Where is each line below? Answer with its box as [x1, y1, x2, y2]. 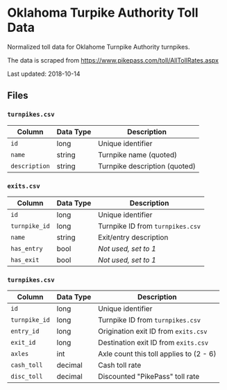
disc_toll [10, 373, 43, 380]
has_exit [10, 256, 40, 263]
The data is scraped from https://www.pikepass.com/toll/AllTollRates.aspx [7, 56, 219, 64]
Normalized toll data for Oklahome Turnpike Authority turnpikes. [7, 42, 190, 51]
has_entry [10, 245, 43, 252]
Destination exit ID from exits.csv [98, 338, 209, 348]
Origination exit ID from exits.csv [98, 327, 208, 336]
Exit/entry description [98, 232, 169, 242]
